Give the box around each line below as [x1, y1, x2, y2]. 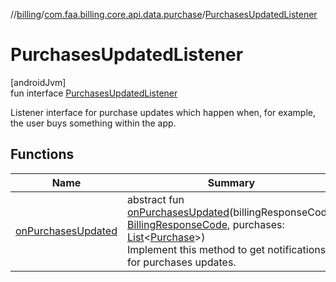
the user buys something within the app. [10, 117, 177, 129]
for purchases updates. [126, 255, 237, 269]
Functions [10, 146, 75, 163]
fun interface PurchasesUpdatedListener [10, 87, 178, 99]
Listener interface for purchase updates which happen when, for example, [10, 106, 317, 118]
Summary [207, 175, 256, 189]
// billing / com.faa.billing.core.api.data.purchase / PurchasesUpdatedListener [10, 9, 318, 20]
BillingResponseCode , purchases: [126, 217, 285, 231]
